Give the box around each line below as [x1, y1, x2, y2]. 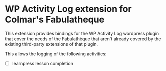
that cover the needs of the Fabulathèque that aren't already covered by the [5, 36, 161, 42]
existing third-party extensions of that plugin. [5, 41, 98, 47]
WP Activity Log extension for [5, 3, 132, 15]
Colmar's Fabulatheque [5, 14, 105, 25]
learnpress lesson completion [12, 60, 73, 66]
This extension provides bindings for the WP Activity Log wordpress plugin [5, 30, 159, 36]
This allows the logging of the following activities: [5, 51, 107, 57]
